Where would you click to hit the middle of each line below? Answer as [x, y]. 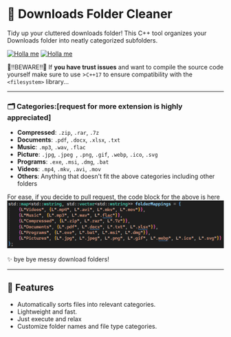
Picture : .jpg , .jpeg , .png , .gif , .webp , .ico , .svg [87, 155]
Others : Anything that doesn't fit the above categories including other [116, 176]
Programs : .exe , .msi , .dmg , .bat [63, 162]
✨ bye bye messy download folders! [58, 259]
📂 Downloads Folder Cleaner [90, 14]
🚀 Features [31, 288]
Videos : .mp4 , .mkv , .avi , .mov [59, 169]
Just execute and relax [49, 318]
